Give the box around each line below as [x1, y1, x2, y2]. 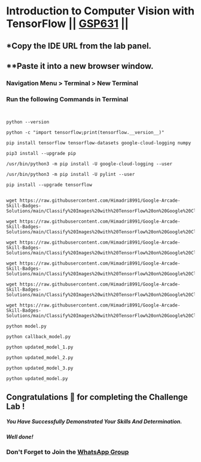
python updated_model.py [6, 376, 68, 382]
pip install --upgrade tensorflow [6, 182, 93, 188]
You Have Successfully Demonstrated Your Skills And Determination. [6, 418, 182, 425]
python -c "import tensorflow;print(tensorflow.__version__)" [6, 130, 165, 136]
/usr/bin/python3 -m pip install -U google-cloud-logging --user [6, 161, 172, 167]
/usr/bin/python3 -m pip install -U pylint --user [6, 172, 135, 178]
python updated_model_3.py [6, 365, 74, 372]
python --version [6, 119, 50, 125]
